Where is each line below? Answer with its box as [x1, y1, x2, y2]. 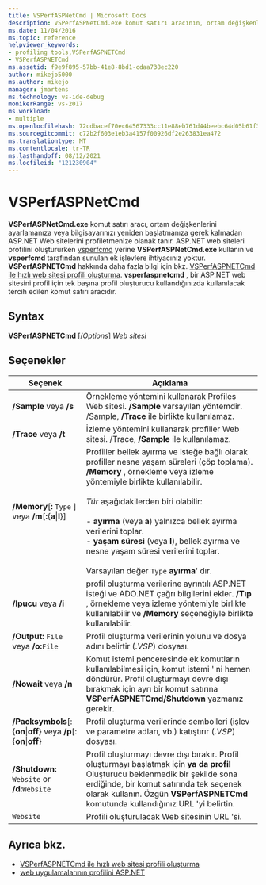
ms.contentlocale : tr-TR [8, 144, 90, 152]
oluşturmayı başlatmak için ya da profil [85, 758, 231, 769]
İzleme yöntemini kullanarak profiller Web [85, 423, 240, 435]
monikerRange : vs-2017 [8, 100, 83, 108]
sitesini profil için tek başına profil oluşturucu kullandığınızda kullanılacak [8, 278, 245, 288]
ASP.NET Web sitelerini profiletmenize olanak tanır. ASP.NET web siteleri [8, 236, 245, 246]
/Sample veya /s [12, 400, 74, 412]
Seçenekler [8, 354, 66, 367]
